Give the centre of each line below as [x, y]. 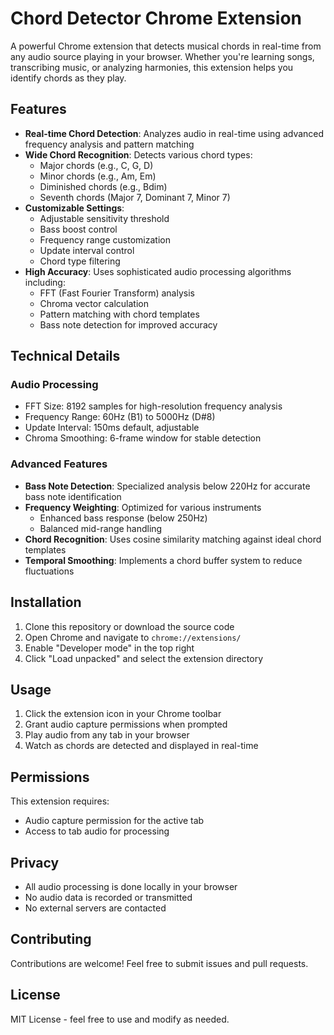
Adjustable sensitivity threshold [104, 218]
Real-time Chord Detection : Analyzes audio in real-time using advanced [174, 133]
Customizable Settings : [74, 208]
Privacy [35, 862]
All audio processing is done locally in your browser [131, 886]
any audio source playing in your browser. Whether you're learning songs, [162, 56]
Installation [46, 602]
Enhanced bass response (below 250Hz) [123, 518]
